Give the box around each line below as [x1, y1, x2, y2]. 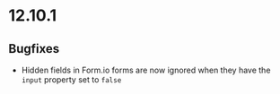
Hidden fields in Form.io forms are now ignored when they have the [21, 64, 271, 75]
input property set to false [21, 74, 122, 85]
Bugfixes [8, 41, 60, 56]
